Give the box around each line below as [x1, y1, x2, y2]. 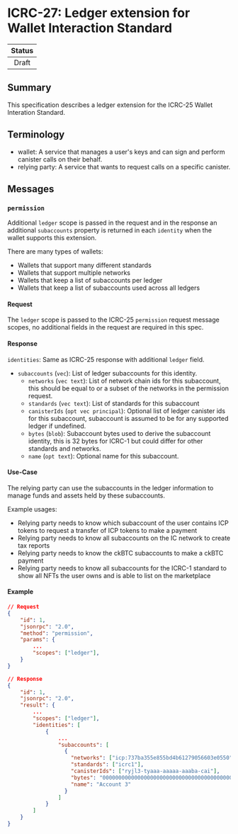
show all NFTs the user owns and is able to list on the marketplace [17, 571, 211, 580]
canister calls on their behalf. [17, 154, 103, 164]
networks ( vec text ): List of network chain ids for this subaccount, [28, 376, 221, 385]
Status [11, 45, 34, 55]
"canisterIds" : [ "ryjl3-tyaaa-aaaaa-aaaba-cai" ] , [70, 767, 220, 775]
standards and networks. [28, 444, 101, 453]
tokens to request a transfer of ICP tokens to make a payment [17, 526, 197, 534]
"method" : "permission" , [20, 629, 93, 637]
